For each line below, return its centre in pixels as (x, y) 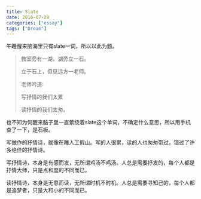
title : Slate (22, 12)
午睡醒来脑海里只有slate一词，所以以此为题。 (62, 46)
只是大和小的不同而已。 (61, 190)
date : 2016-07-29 (28, 17)
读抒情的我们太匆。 (45, 110)
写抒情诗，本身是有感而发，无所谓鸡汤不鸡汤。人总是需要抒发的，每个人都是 (100, 163)
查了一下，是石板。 (30, 130)
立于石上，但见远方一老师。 (55, 72)
